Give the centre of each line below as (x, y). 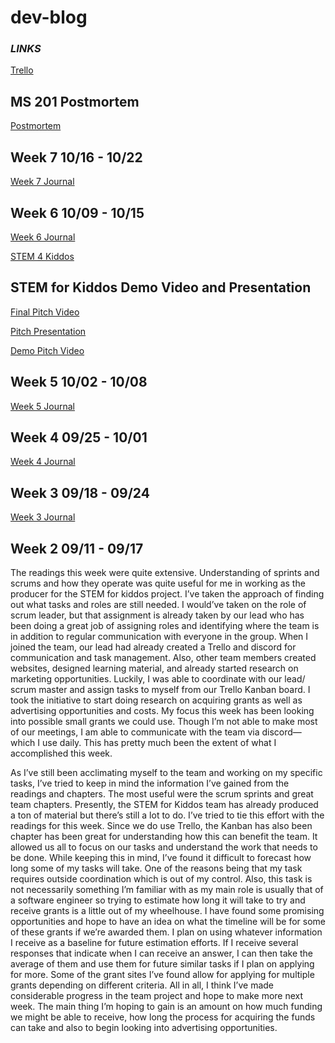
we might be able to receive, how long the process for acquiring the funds (163, 1017)
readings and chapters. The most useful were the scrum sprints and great (162, 793)
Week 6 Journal (43, 237)
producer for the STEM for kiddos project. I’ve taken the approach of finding (167, 593)
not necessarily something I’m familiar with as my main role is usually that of (167, 889)
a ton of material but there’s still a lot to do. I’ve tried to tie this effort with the (167, 815)
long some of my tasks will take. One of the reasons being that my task (156, 868)
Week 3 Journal (43, 517)
